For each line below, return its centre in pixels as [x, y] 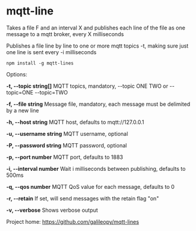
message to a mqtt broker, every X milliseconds [65, 34]
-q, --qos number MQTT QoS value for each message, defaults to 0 [90, 186]
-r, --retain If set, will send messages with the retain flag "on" [83, 198]
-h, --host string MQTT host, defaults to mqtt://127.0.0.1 [75, 122]
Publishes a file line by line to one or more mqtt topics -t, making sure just [97, 46]
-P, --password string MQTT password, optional [67, 145]
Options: [17, 74]
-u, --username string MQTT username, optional [67, 134]
